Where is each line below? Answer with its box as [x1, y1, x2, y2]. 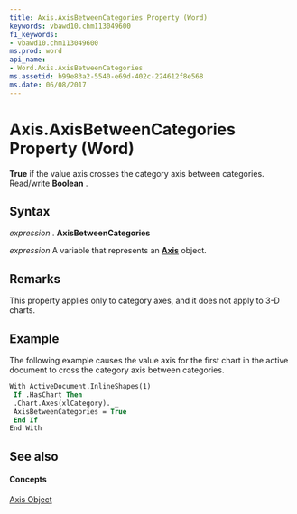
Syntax [9, 204, 51, 219]
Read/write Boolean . [9, 178, 88, 188]
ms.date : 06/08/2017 [9, 80, 88, 89]
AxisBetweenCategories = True [13, 407, 127, 416]
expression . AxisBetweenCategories [9, 227, 151, 239]
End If [13, 416, 39, 425]
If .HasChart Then [13, 390, 83, 399]
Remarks [9, 271, 61, 287]
